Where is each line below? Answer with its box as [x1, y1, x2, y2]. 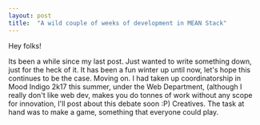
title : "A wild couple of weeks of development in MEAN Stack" [8, 19, 227, 27]
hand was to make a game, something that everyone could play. [8, 107, 219, 116]
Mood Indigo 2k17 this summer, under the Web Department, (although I [8, 81, 242, 92]
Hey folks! [8, 41, 42, 50]
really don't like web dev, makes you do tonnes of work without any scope [8, 90, 253, 100]
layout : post [8, 11, 52, 20]
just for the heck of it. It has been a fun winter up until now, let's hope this [8, 64, 250, 74]
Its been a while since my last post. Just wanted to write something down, [8, 57, 252, 66]
